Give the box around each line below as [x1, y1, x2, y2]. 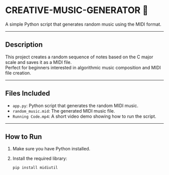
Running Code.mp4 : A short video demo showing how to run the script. [12, 113, 156, 119]
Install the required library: [12, 155, 67, 161]
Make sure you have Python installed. [12, 146, 91, 152]
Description [5, 40, 43, 49]
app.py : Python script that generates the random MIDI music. [12, 103, 139, 109]
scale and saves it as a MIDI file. [5, 59, 72, 65]
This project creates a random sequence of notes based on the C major [5, 54, 153, 60]
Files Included [5, 89, 50, 98]
